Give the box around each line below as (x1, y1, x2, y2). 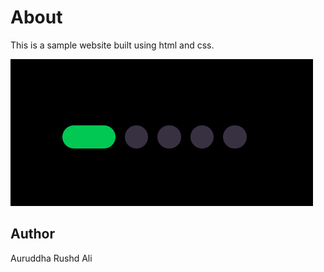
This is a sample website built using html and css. (10, 39, 215, 51)
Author (10, 226, 55, 243)
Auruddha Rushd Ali (10, 252, 93, 264)
